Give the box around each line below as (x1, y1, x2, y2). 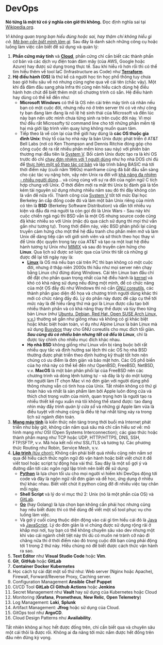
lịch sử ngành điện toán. (27, 414, 76, 419)
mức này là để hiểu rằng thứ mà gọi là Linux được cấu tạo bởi (27, 300, 149, 306)
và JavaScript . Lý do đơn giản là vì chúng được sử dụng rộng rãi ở (19, 522, 151, 528)
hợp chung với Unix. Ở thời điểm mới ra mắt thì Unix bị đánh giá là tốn (19, 182, 159, 188)
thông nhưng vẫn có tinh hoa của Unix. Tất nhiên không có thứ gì (27, 383, 157, 388)
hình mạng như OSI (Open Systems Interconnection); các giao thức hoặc (12, 429, 158, 435)
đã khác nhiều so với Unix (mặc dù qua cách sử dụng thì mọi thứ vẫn (19, 218, 157, 224)
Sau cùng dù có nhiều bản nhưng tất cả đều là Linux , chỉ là (27, 331, 147, 337)
